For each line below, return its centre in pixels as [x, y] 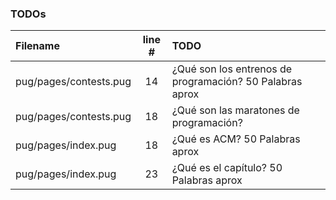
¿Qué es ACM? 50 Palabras [236, 139]
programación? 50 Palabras [237, 82]
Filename [37, 46]
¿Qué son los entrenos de [232, 69]
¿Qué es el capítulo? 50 [227, 168]
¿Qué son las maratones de [235, 110]
